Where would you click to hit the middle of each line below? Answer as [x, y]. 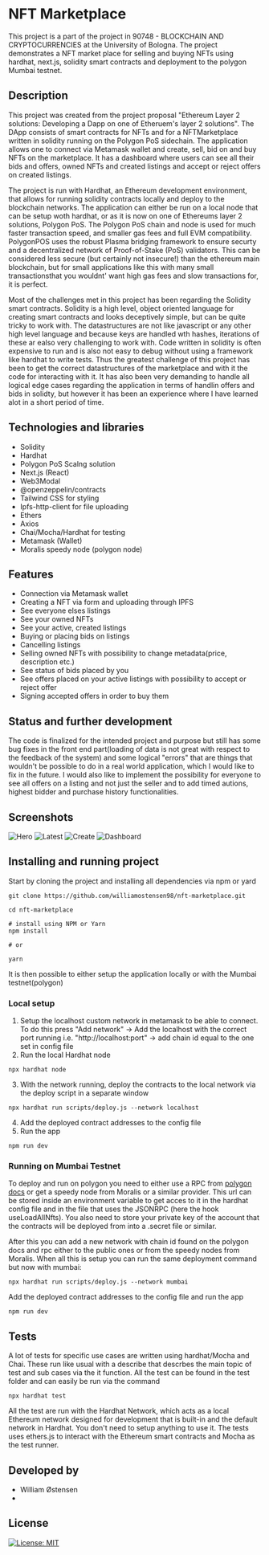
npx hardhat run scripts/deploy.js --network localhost [104, 1108]
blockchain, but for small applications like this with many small [111, 267]
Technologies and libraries [76, 428]
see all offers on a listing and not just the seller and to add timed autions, [128, 783]
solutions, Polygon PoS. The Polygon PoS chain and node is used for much [132, 224]
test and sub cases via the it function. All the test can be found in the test [129, 1373]
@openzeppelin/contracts [63, 489]
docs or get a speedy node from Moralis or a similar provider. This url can [130, 1192]
